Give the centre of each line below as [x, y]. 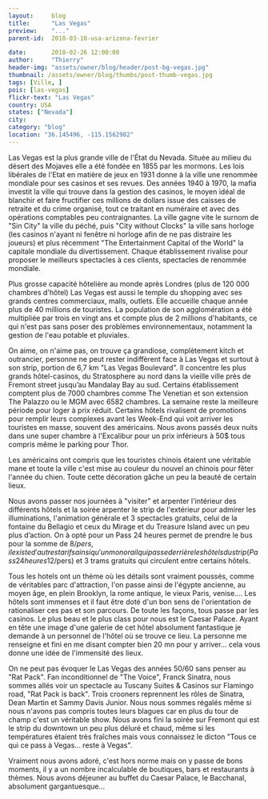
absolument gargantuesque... [57, 786]
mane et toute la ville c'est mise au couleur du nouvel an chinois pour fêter [131, 468]
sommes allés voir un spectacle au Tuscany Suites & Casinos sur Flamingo [131, 685]
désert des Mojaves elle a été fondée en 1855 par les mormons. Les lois [126, 166]
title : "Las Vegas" [50, 23]
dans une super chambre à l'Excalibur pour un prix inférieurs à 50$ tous [127, 436]
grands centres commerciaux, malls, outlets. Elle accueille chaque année [128, 301]
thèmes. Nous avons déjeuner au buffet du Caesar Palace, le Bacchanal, [127, 777]
